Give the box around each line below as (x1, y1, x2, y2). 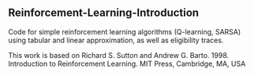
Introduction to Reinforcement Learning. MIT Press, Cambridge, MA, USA (8, 59, 246, 68)
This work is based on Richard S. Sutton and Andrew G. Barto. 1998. (8, 50, 230, 60)
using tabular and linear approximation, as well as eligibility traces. (8, 35, 224, 45)
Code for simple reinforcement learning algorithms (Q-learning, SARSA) (8, 27, 241, 36)
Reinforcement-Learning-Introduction (8, 6, 200, 20)
